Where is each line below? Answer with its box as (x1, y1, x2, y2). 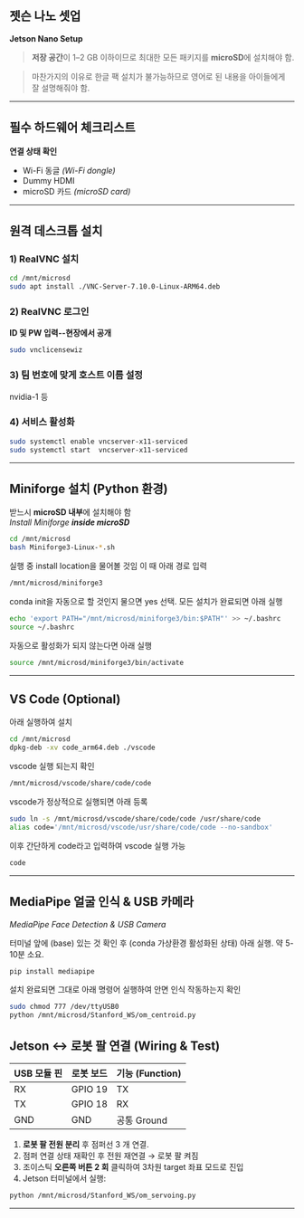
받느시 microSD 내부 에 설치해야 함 (9, 507, 131, 518)
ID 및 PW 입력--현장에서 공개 (9, 328, 111, 338)
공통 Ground (116, 1114, 168, 1127)
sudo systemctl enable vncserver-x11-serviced (9, 437, 188, 446)
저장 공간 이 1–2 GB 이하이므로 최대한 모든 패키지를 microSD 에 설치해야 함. (31, 52, 295, 62)
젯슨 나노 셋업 (9, 8, 81, 24)
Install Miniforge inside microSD (9, 517, 130, 528)
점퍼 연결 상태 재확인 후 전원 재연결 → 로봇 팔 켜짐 (22, 1150, 199, 1161)
